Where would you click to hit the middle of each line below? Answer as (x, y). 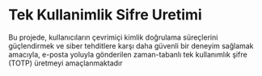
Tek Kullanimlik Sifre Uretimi (105, 15)
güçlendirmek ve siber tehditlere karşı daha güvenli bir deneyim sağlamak (131, 45)
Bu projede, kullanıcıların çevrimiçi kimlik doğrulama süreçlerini (113, 37)
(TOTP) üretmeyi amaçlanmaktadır (65, 63)
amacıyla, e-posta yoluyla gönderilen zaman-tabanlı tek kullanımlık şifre (128, 54)
